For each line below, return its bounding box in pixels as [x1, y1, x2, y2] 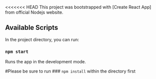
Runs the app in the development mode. [5, 59, 86, 65]
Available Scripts [5, 24, 58, 32]
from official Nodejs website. [5, 9, 63, 15]
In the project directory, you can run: [5, 36, 79, 42]
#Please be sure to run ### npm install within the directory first [5, 68, 136, 74]
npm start [5, 49, 29, 54]
